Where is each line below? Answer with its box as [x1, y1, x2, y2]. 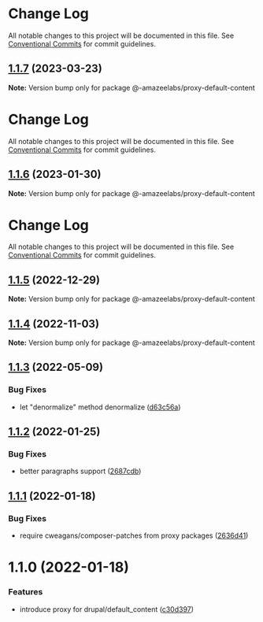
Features [8, 587, 43, 598]
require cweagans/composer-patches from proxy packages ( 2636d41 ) [19, 531, 249, 540]
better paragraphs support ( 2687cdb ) [19, 466, 142, 476]
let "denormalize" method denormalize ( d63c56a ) [19, 402, 181, 412]
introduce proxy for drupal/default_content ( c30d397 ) [19, 604, 194, 614]
